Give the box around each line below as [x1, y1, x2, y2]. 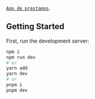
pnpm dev [6, 87, 28, 93]
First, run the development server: [6, 37, 90, 44]
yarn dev [6, 71, 28, 77]
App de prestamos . [6, 5, 50, 11]
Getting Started [6, 21, 65, 31]
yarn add [6, 65, 28, 71]
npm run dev [6, 54, 36, 60]
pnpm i [6, 82, 23, 88]
